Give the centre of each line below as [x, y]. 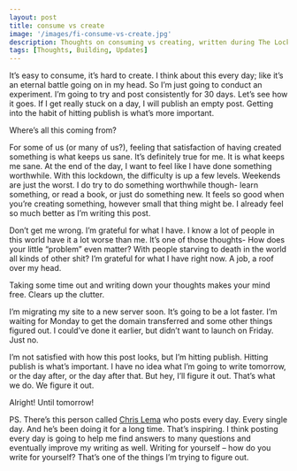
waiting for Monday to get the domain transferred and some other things [141, 321]
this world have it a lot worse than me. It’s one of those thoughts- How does [147, 240]
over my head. [35, 268]
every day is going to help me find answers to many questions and [130, 438]
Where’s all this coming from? [63, 130]
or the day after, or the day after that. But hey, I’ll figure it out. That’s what [142, 376]
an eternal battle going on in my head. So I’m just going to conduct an [136, 85]
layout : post [33, 17]
